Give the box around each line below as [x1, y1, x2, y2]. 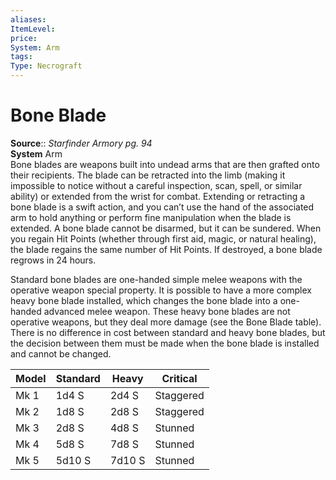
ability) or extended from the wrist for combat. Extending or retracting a [10, 190, 306, 202]
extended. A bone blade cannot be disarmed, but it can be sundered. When [10, 222, 322, 234]
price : [10, 33, 38, 43]
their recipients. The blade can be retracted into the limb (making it [10, 169, 286, 181]
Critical [161, 371, 198, 385]
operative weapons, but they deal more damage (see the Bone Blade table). [10, 316, 322, 328]
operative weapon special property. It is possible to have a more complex [10, 284, 312, 296]
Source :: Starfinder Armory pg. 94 [10, 137, 153, 149]
